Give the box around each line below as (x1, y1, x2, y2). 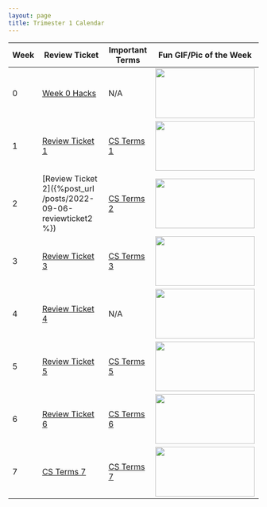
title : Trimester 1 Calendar (8, 19, 105, 27)
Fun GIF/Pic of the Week (158, 49, 252, 60)
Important (108, 45, 148, 56)
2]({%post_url (42, 183, 95, 194)
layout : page (8, 11, 52, 20)
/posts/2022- (42, 192, 95, 203)
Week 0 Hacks (42, 87, 97, 99)
